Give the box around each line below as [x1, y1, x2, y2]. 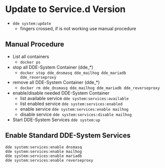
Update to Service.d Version [5, 4, 126, 15]
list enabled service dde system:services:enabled [20, 101, 123, 107]
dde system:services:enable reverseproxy [5, 157, 94, 163]
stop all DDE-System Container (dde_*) [12, 64, 94, 70]
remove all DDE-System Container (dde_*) [12, 79, 100, 85]
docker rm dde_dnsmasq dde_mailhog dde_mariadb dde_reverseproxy [20, 86, 160, 91]
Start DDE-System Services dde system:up [12, 117, 101, 123]
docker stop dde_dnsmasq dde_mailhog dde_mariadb [20, 70, 127, 75]
